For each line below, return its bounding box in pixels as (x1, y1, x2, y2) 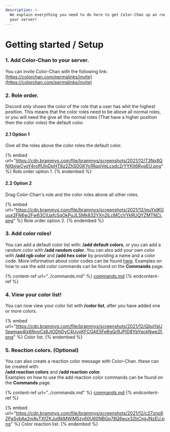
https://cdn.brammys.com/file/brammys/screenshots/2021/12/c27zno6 (15, 410, 163, 416)
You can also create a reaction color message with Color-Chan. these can (5, 358, 159, 364)
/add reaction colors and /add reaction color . (5, 369, 101, 375)
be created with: (5, 363, 39, 370)
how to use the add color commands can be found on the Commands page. (5, 263, 164, 269)
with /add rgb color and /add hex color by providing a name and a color (5, 252, 155, 258)
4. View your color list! (5, 291, 62, 298)
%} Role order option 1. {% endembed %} (5, 169, 92, 175)
